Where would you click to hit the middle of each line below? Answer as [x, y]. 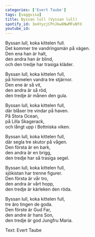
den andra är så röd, [26, 90]
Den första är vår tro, [27, 179]
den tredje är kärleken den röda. [38, 189]
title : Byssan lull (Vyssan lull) [41, 19]
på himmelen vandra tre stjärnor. [39, 80]
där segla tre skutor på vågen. [36, 142]
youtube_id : [18, 29]
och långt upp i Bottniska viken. [38, 127]
